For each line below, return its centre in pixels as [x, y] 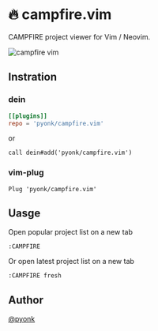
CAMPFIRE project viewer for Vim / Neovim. [79, 36]
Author [26, 300]
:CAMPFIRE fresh [35, 276]
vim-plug [26, 173]
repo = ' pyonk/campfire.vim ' [56, 123]
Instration [33, 77]
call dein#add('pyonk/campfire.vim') [70, 153]
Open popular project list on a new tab [70, 232]
